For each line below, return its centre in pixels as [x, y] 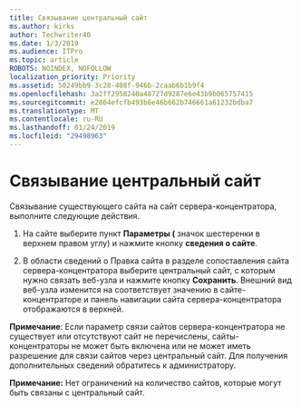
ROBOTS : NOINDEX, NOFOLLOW [60, 69]
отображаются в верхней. [73, 309]
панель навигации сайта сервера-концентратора [186, 299]
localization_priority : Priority [73, 77]
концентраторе [52, 299]
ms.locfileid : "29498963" [58, 136]
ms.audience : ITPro [46, 52]
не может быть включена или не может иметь [161, 345]
